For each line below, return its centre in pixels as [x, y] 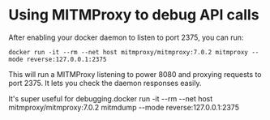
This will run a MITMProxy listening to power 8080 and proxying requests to [135, 74]
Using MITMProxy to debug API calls [134, 15]
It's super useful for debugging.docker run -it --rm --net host [111, 98]
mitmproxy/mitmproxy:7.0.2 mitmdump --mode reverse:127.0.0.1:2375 [124, 107]
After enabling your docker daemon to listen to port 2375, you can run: [126, 37]
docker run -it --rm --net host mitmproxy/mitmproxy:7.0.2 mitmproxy [129, 52]
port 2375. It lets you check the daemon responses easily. [105, 83]
